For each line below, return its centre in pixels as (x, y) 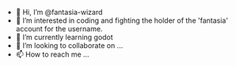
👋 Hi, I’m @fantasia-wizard (59, 12)
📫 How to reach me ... (52, 54)
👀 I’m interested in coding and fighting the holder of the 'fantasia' (122, 20)
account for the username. (59, 29)
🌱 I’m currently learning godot (64, 37)
